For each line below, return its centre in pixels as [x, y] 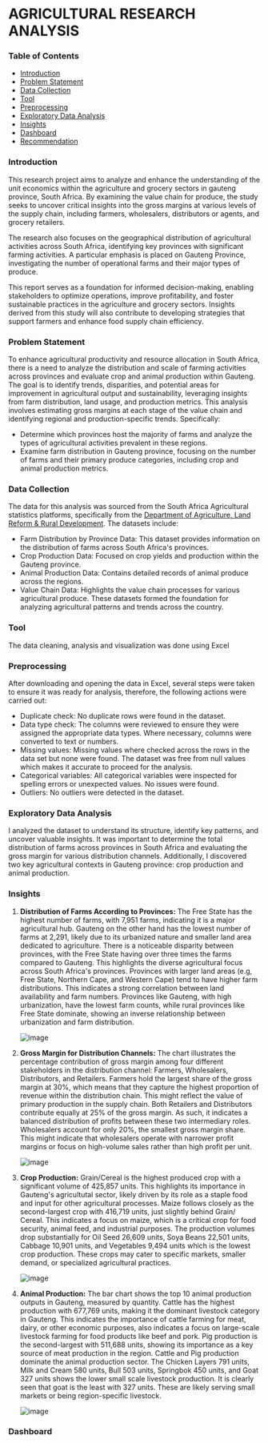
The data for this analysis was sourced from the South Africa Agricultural [129, 507]
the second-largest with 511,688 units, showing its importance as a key [136, 1345]
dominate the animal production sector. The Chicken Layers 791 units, [135, 1361]
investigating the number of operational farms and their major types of [124, 263]
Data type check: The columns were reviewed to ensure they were [129, 724]
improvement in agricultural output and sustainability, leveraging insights [128, 394]
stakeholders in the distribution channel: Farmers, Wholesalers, [124, 1070]
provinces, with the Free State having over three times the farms [126, 954]
